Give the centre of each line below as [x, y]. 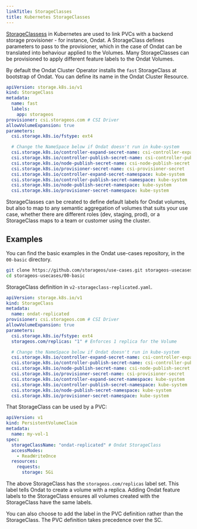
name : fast [25, 103]
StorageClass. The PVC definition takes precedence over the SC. [84, 520]
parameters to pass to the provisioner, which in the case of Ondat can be [94, 46]
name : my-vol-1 [30, 434]
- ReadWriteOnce [37, 456]
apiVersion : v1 [25, 418]
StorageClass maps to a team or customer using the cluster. [78, 220]
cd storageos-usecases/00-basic [45, 276]
